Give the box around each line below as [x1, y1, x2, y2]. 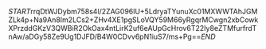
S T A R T [8, 7, 31, 16]
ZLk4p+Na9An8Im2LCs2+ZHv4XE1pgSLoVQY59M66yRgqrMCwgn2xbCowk [8, 15, 259, 24]
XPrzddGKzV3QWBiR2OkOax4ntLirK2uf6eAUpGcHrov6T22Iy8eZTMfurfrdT [8, 24, 257, 32]
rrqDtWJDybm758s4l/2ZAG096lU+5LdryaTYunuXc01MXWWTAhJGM [30, 7, 258, 16]
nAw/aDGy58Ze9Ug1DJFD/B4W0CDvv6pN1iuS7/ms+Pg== [8, 32, 201, 41]
